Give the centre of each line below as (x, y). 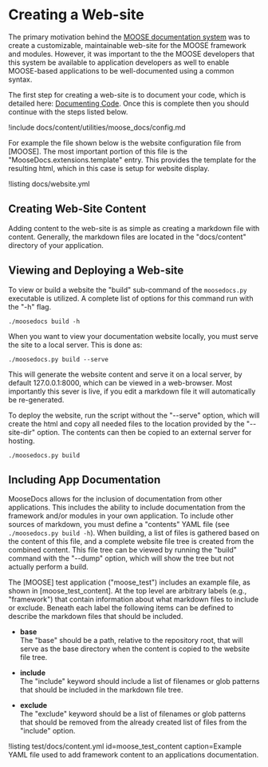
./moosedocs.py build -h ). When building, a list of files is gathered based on (134, 533)
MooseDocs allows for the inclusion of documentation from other (115, 499)
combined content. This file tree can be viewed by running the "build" (123, 550)
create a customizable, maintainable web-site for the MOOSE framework (127, 45)
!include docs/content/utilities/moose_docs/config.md (97, 127)
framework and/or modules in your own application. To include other (121, 516)
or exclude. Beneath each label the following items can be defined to (121, 608)
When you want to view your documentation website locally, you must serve (134, 336)
